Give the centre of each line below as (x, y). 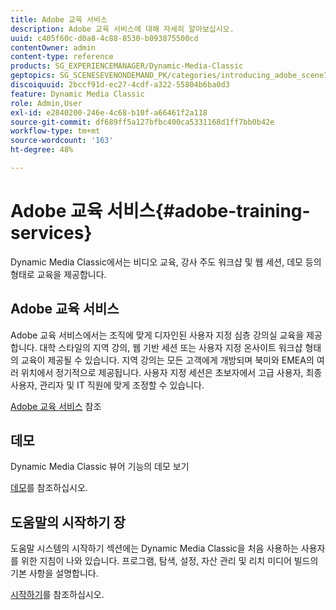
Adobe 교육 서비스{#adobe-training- (160, 211)
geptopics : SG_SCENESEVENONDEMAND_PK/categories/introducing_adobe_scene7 (169, 76)
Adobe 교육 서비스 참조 (56, 406)
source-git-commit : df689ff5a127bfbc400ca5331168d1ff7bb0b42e (142, 122)
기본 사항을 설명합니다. (54, 573)
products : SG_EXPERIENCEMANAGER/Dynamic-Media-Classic (127, 66)
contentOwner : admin (53, 47)
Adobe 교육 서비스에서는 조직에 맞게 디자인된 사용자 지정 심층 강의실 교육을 (157, 335)
